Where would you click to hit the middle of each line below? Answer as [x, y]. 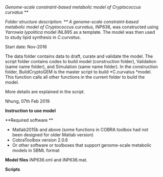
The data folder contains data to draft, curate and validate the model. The [79, 56]
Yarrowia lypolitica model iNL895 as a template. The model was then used [80, 32]
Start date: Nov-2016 [26, 47]
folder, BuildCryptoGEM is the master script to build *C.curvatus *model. [78, 72]
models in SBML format [36, 150]
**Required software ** [29, 120]
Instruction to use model [31, 111]
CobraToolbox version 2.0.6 [40, 140]
